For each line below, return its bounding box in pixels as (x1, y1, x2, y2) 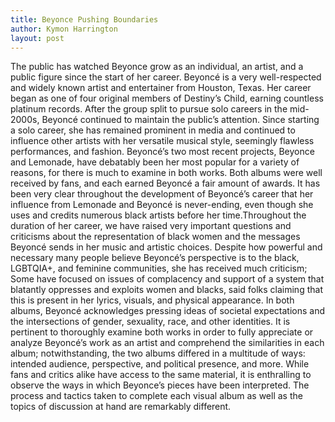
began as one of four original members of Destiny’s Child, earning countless (10, 92, 324, 105)
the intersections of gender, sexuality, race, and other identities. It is (10, 316, 291, 328)
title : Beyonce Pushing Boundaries (10, 14, 159, 25)
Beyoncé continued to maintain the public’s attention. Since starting (41, 114, 320, 126)
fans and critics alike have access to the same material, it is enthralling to (10, 369, 312, 381)
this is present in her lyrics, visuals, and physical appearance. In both (10, 294, 295, 306)
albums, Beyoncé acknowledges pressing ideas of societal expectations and (10, 305, 326, 317)
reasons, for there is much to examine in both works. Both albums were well (10, 167, 323, 179)
